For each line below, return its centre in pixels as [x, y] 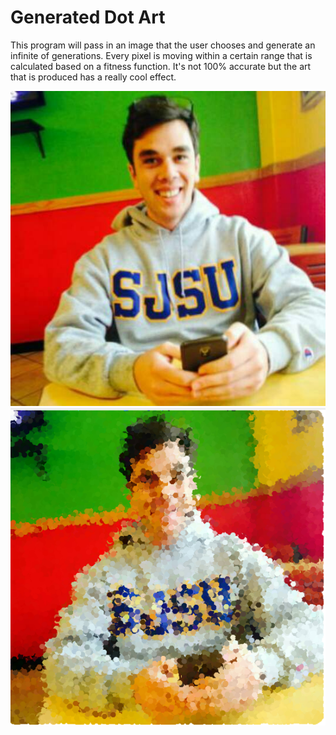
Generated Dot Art [88, 17]
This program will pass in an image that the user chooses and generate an [163, 45]
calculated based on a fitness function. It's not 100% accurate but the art [161, 66]
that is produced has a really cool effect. [93, 77]
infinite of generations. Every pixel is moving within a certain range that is [161, 55]
